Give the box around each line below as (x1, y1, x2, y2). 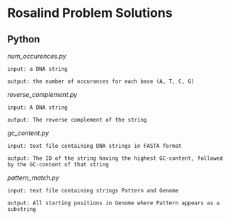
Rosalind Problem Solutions (7, 5, 173, 21)
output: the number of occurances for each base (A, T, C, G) (7, 78, 195, 85)
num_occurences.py (7, 52, 67, 60)
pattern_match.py (7, 173, 59, 182)
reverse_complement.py (7, 91, 78, 98)
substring (7, 206, 37, 213)
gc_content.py (7, 129, 50, 137)
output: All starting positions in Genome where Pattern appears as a (7, 199, 220, 207)
